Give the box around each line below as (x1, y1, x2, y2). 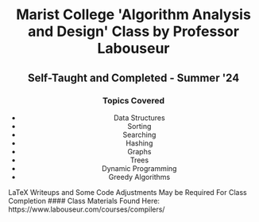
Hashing (126, 138, 153, 148)
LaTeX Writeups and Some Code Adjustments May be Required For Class (8, 187, 248, 197)
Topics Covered (102, 95, 165, 106)
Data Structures (114, 113, 165, 123)
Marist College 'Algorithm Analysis (15, 6, 252, 24)
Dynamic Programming (102, 163, 177, 173)
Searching (122, 130, 157, 139)
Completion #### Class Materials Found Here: (8, 196, 160, 205)
